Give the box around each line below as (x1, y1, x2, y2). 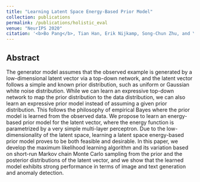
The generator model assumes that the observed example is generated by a (6, 68, 192, 75)
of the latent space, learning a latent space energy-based (43, 131, 185, 138)
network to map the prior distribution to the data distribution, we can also (6, 93, 186, 101)
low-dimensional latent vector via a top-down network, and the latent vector (6, 75, 193, 82)
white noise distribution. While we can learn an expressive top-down (6, 87, 174, 94)
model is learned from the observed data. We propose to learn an (6, 112, 167, 119)
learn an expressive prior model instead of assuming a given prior (6, 100, 167, 107)
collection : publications (6, 14, 70, 20)
